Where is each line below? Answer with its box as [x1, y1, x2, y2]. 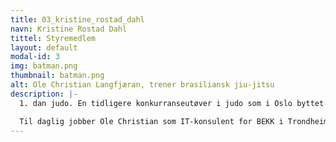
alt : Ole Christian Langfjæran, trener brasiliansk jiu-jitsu [10, 80, 275, 90]
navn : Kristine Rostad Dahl [10, 24, 128, 34]
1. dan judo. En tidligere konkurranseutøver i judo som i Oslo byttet [19, 98, 325, 108]
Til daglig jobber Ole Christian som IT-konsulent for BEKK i [19, 116, 284, 126]
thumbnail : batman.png [10, 71, 105, 81]
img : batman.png [10, 61, 78, 71]
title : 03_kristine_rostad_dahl [10, 14, 145, 25]
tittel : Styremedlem [10, 33, 97, 43]
